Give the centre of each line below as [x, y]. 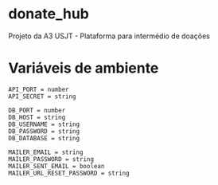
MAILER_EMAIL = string [46, 152]
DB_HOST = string [37, 117]
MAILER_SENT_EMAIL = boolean [56, 166]
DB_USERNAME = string [44, 124]
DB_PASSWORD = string [44, 131]
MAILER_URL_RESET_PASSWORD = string [69, 173]
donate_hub [49, 14]
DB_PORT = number [37, 110]
